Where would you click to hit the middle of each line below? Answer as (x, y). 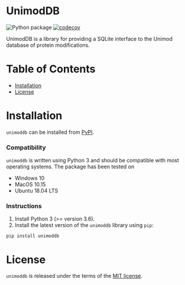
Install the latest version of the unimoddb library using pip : (84, 225)
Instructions (24, 206)
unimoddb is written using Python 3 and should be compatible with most (92, 161)
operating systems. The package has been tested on (70, 166)
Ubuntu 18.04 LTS (36, 191)
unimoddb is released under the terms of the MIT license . (74, 276)
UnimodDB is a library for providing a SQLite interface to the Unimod (89, 39)
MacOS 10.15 (30, 184)
